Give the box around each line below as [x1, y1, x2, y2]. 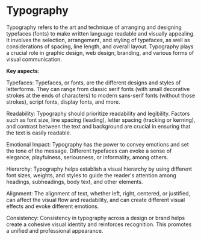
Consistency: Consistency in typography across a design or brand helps [6, 214, 185, 221]
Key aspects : [6, 67, 40, 74]
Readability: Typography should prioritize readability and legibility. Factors [6, 110, 190, 117]
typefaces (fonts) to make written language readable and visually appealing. [6, 30, 195, 37]
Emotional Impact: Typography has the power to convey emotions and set [6, 141, 190, 148]
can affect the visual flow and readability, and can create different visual [6, 196, 185, 203]
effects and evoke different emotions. [6, 203, 99, 210]
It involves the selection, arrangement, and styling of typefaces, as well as [6, 36, 191, 43]
